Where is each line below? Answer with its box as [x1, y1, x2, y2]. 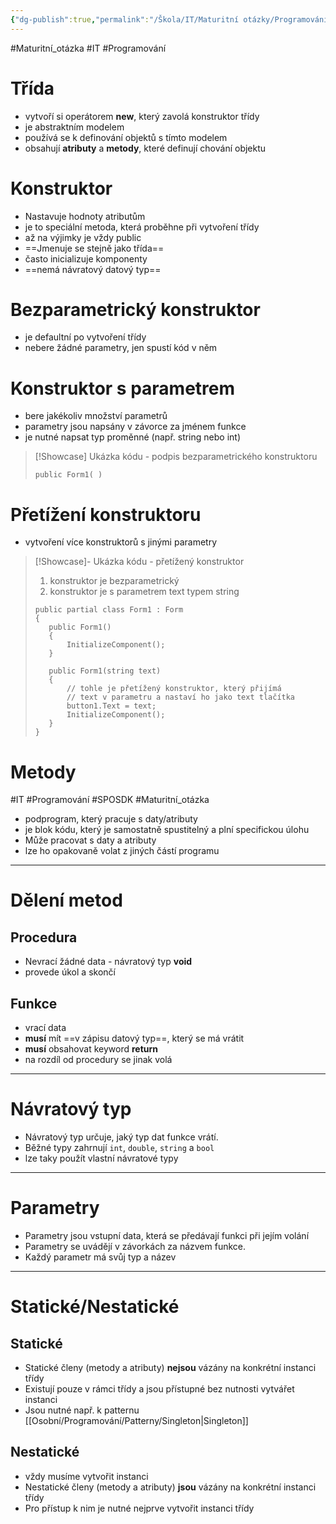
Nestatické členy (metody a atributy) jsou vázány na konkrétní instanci [24, 1481, 317, 1493]
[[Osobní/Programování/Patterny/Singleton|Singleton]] [24, 1414, 249, 1426]
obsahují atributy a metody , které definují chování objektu [24, 142, 267, 154]
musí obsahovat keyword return [24, 1043, 159, 1055]
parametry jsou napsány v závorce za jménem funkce [24, 421, 247, 433]
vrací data [24, 1022, 67, 1034]
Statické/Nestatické [10, 1296, 180, 1318]
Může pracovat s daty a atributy [24, 834, 157, 846]
